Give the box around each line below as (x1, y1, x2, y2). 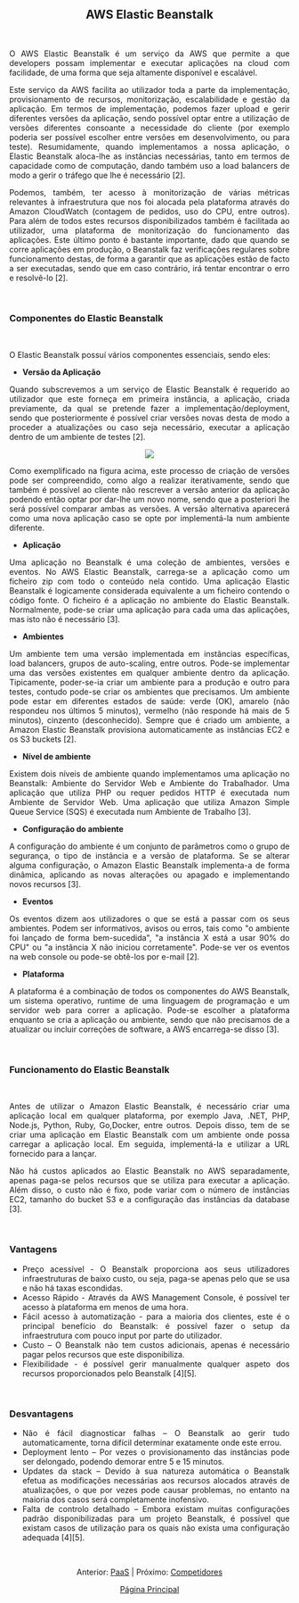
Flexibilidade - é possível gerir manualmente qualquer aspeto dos (21, 1358, 290, 1369)
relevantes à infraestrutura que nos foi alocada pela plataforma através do (9, 196, 290, 207)
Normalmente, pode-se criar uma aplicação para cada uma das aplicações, (9, 604, 290, 615)
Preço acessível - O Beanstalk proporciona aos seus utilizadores (21, 1263, 290, 1275)
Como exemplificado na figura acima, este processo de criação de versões (9, 466, 290, 477)
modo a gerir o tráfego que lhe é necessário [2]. (9, 170, 185, 180)
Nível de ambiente (21, 752, 92, 762)
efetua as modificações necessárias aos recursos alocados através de (21, 1475, 290, 1485)
